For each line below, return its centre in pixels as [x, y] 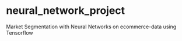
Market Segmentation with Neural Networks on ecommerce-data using [91, 27]
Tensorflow [20, 32]
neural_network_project [66, 11]
